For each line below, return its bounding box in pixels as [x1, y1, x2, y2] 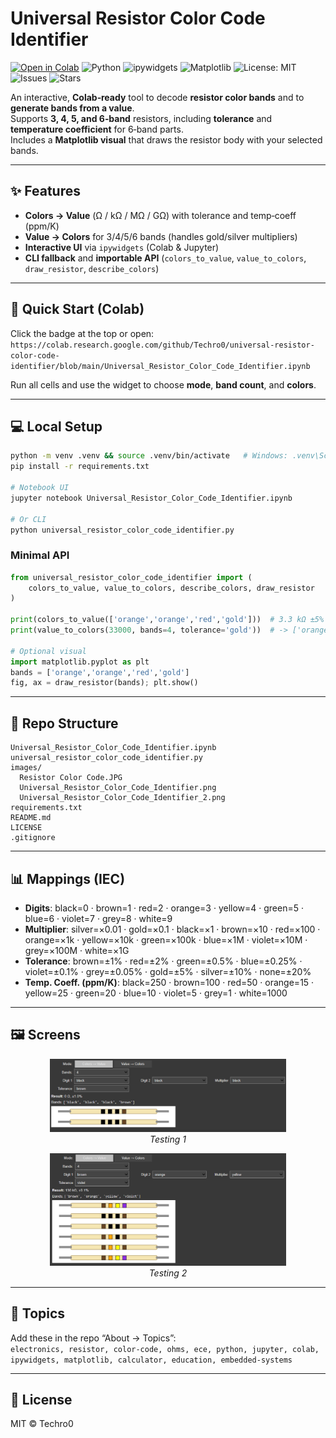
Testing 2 [148, 1267, 188, 1279]
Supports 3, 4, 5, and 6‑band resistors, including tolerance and [10, 112, 273, 124]
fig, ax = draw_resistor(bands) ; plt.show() [10, 678, 199, 688]
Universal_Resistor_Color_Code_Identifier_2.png [19, 793, 226, 803]
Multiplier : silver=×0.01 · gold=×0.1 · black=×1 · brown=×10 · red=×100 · [24, 923, 321, 935]
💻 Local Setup [10, 418, 103, 435]
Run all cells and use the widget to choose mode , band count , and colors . [10, 378, 317, 391]
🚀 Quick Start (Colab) [10, 301, 145, 318]
